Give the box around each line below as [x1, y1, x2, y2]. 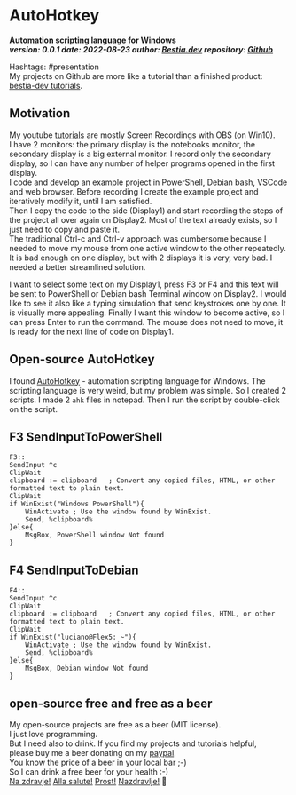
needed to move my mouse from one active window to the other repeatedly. [9, 242, 286, 253]
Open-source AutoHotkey [9, 352, 155, 367]
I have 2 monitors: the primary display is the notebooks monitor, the [9, 139, 255, 149]
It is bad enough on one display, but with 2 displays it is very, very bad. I [9, 252, 273, 263]
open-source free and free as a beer [9, 696, 213, 711]
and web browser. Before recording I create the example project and [9, 186, 259, 196]
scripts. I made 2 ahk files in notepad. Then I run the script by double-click [9, 394, 281, 405]
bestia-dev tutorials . [9, 80, 82, 91]
